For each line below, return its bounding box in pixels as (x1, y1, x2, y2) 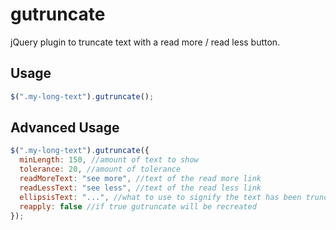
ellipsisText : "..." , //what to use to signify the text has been (19, 192, 302, 202)
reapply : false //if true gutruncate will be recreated (19, 201, 257, 212)
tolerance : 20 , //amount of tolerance (19, 164, 182, 175)
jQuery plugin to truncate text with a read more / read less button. (10, 36, 281, 48)
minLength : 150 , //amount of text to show (19, 155, 199, 165)
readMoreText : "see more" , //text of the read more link (19, 174, 262, 184)
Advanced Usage (10, 119, 120, 137)
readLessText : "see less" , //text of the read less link (19, 183, 262, 193)
